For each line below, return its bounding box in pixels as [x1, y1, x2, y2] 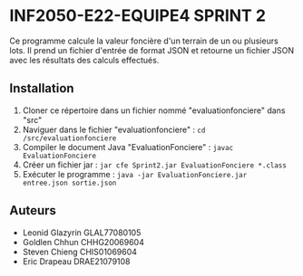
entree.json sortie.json [22, 178, 117, 187]
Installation [9, 81, 74, 96]
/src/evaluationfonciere [22, 133, 117, 143]
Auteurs [9, 203, 57, 218]
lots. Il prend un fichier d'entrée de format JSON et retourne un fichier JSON [9, 44, 295, 55]
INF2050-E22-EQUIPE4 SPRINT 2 [9, 5, 266, 26]
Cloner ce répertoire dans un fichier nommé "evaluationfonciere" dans [22, 105, 286, 116]
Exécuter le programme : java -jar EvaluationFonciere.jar [22, 168, 248, 179]
